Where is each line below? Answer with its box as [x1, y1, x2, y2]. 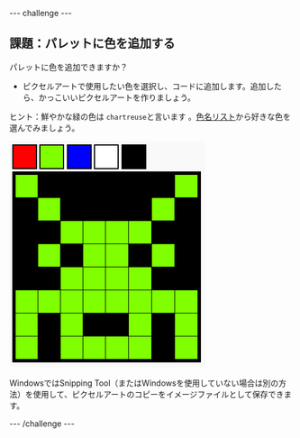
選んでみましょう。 [9, 122, 80, 133]
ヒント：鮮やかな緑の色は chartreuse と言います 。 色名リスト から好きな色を [9, 111, 291, 122]
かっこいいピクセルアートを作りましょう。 [38, 92, 196, 103]
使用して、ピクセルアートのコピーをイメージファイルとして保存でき [32, 388, 285, 399]
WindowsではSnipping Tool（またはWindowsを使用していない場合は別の [9, 378, 279, 388]
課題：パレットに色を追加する [9, 36, 176, 51]
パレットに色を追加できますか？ [9, 61, 128, 72]
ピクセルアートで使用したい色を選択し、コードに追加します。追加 [22, 80, 267, 91]
